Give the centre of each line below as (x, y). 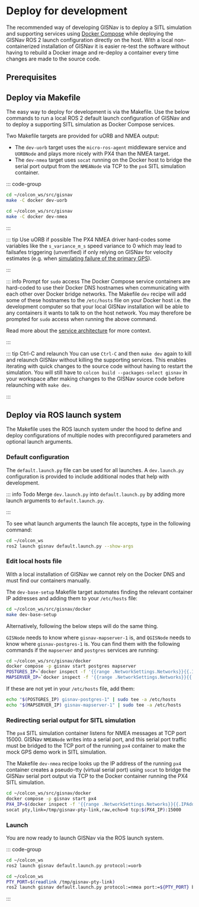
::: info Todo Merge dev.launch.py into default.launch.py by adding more (96, 494)
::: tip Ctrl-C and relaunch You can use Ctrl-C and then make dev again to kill (99, 353)
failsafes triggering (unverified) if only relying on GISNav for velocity (89, 252)
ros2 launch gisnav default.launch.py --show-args (70, 546)
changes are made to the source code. (53, 59)
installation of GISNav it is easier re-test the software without (115, 46)
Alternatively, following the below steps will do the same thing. (82, 626)
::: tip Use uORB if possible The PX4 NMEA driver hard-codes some (88, 239)
